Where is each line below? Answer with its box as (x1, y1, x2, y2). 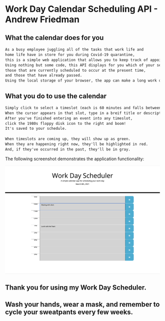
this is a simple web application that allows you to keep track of (5, 58, 148, 62)
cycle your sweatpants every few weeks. (5, 308, 134, 316)
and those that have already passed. (5, 73, 82, 78)
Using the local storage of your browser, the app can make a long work (5, 78, 157, 83)
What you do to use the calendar (5, 92, 107, 100)
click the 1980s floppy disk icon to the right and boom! (5, 121, 126, 126)
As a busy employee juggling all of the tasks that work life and (5, 47, 144, 52)
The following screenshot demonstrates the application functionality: (5, 156, 144, 162)
